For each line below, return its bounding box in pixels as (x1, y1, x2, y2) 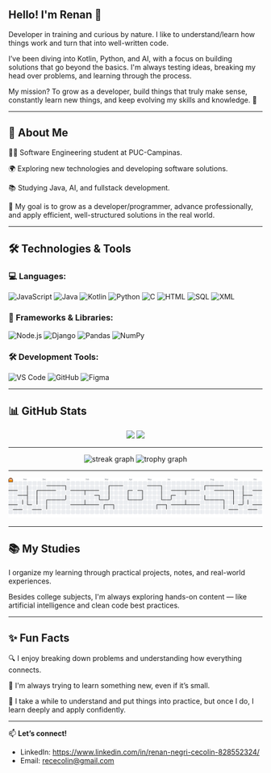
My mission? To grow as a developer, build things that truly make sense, (8, 86, 248, 96)
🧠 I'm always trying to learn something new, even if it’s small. (8, 680, 211, 690)
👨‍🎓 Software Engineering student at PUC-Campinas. (8, 147, 183, 157)
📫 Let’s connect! (8, 728, 67, 738)
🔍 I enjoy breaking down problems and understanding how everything (8, 653, 242, 662)
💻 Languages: (8, 270, 67, 282)
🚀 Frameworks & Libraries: (8, 312, 114, 324)
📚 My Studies (8, 542, 81, 556)
